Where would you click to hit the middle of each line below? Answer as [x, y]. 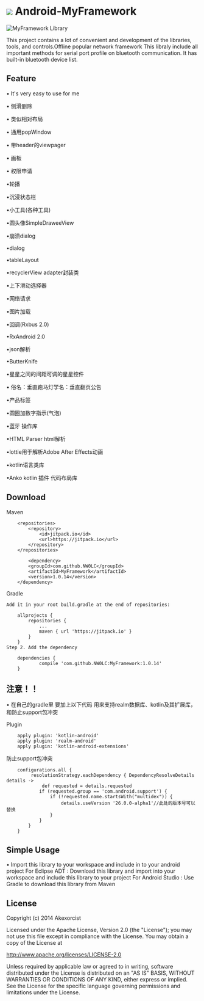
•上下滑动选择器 [26, 285]
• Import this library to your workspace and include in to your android [93, 865]
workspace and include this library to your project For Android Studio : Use [100, 878]
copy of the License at [34, 943]
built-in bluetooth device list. [42, 59]
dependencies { [37, 658]
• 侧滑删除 [19, 106]
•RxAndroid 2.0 [26, 337]
